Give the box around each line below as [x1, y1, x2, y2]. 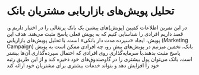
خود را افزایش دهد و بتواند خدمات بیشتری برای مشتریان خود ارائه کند [7, 61, 159, 69]
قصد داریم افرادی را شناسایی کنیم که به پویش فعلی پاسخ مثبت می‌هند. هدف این [7, 30, 184, 37]
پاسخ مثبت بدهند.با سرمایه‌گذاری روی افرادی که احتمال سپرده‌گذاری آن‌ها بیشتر [7, 49, 181, 56]
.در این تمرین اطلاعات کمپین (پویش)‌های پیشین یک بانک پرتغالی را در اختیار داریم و [7, 24, 188, 31]
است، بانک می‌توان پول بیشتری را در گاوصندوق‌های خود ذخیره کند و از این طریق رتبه [7, 55, 192, 62]
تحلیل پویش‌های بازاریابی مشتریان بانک [7, 4, 175, 18]
